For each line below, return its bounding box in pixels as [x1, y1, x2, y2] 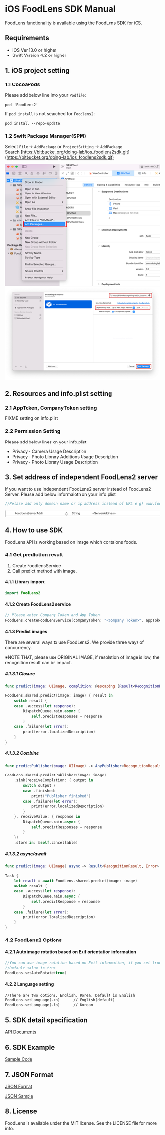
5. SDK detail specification [5, 1016, 88, 1024]
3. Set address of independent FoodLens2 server [5, 473, 158, 481]
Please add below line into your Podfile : [5, 92, 86, 98]
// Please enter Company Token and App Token [5, 613, 100, 618]
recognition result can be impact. [5, 659, 72, 665]
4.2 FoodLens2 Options [5, 937, 62, 943]
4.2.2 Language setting [5, 981, 54, 987]
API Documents [5, 1029, 37, 1035]
